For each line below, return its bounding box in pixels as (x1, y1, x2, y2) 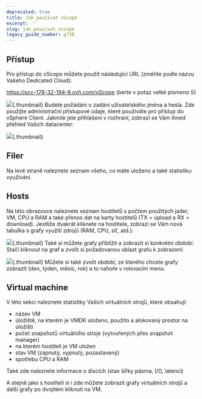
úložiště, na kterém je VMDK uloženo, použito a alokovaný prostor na (15, 317, 189, 324)
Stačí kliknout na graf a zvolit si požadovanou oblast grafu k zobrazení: (6, 245, 184, 253)
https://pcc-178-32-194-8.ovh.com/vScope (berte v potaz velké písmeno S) (6, 88, 197, 96)
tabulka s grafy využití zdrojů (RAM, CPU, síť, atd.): (6, 227, 134, 234)
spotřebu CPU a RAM (15, 356, 69, 363)
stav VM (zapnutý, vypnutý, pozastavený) (15, 349, 120, 356)
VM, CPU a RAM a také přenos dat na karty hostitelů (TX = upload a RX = (6, 214, 190, 221)
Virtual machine (6, 282, 69, 292)
